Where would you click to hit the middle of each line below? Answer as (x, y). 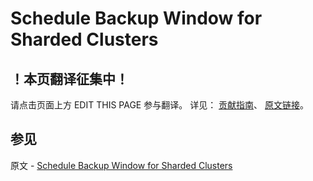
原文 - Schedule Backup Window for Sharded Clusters (121, 165)
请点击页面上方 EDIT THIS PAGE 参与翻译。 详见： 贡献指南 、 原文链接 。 (160, 105)
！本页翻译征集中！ (69, 78)
